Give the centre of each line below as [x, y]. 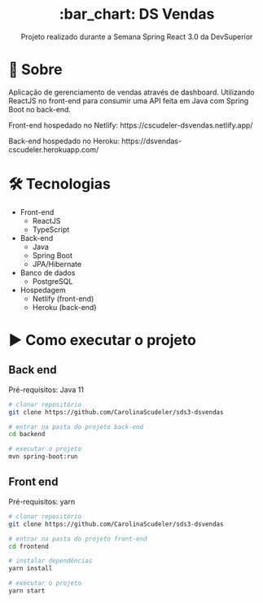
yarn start [27, 591]
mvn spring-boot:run [44, 457]
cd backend [27, 435]
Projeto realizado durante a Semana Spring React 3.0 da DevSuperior [137, 37]
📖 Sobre [35, 70]
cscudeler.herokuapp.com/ [54, 149]
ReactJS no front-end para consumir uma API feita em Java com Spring [129, 100]
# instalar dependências [50, 561]
